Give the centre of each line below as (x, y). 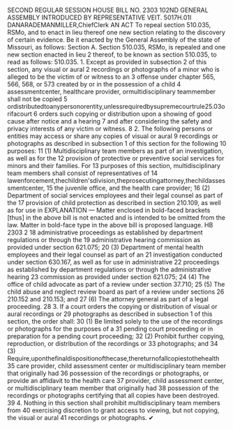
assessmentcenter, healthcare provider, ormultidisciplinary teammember (112, 91)
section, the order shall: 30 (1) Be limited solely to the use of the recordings (115, 321)
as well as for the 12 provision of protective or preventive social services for (116, 158)
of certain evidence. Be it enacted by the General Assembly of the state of (114, 40)
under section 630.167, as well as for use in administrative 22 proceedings (113, 262)
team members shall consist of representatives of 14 (83, 173)
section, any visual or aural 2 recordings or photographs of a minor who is (113, 69)
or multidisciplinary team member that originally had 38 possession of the (113, 388)
